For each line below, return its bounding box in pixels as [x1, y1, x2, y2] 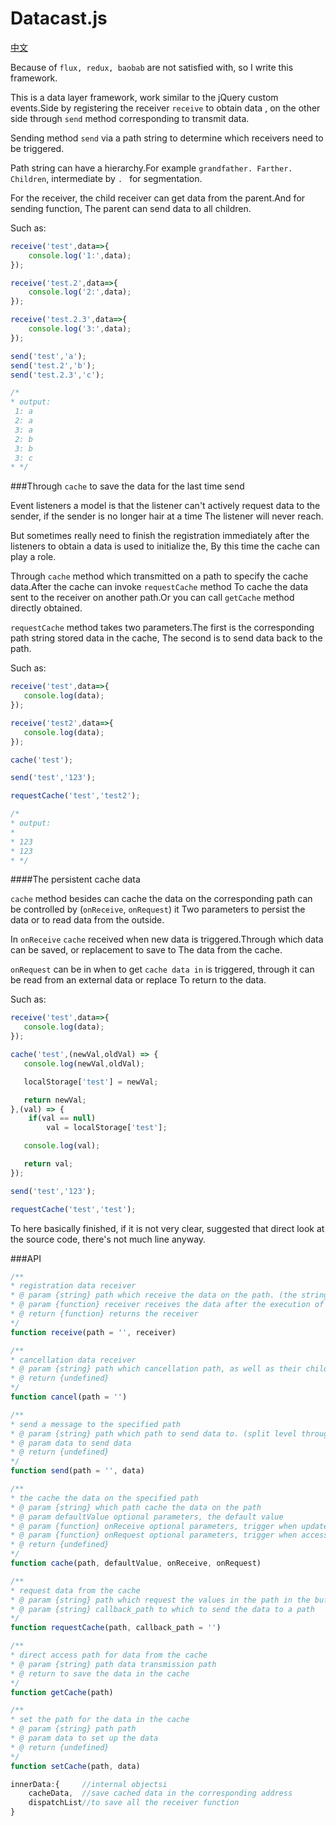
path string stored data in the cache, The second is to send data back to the [10, 632, 323, 644]
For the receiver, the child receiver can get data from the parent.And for [10, 192, 306, 204]
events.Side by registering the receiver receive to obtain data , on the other [10, 102, 321, 114]
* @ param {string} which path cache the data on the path [10, 1502, 262, 1512]
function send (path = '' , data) [10, 1466, 145, 1476]
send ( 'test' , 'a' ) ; [10, 351, 87, 361]
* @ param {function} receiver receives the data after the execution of [10, 1300, 325, 1310]
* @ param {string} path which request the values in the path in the [10, 1595, 311, 1605]
